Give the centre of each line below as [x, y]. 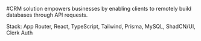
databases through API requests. [47, 15]
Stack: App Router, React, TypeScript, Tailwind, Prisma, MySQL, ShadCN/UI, [101, 26]
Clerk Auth [20, 33]
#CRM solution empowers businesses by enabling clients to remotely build [99, 9]
